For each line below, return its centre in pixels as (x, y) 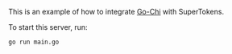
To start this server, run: (48, 27)
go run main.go (34, 42)
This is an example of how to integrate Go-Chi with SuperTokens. (116, 12)
